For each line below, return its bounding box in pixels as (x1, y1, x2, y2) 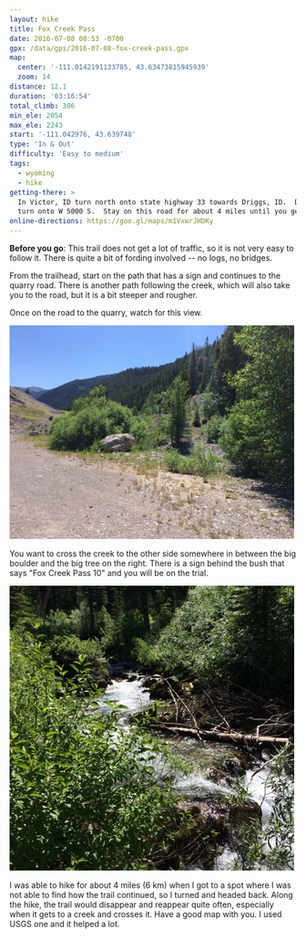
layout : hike (9, 15, 59, 24)
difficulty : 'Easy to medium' (9, 149, 125, 159)
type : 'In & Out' (9, 139, 76, 149)
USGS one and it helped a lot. (9, 919, 120, 929)
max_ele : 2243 (9, 120, 64, 129)
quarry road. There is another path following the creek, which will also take (9, 280, 291, 291)
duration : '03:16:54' (9, 91, 92, 100)
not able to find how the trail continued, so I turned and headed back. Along (9, 890, 293, 900)
